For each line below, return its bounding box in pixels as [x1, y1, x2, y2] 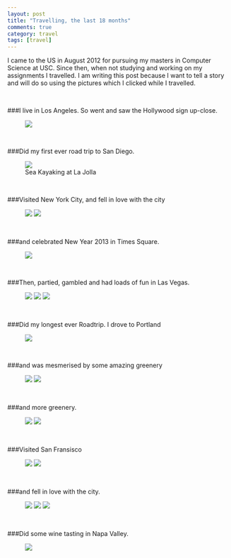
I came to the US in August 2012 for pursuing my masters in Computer [7, 56, 212, 65]
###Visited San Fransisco [7, 445, 83, 454]
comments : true [7, 23, 52, 30]
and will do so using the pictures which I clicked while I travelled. [7, 79, 196, 87]
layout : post [7, 10, 46, 18]
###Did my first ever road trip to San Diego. [7, 147, 135, 156]
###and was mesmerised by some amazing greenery [7, 361, 162, 369]
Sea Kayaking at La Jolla [25, 168, 97, 177]
